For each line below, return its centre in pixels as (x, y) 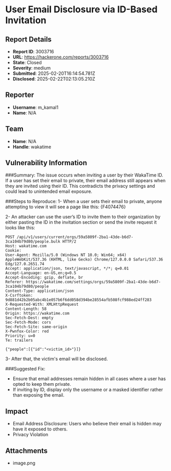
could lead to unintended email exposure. (49, 191)
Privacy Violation (30, 435)
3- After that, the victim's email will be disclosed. (57, 359)
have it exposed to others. (40, 429)
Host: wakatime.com (26, 246)
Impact (17, 411)
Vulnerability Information (46, 163)
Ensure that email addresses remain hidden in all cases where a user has (89, 379)
